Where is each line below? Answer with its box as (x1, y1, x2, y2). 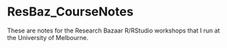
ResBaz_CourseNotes (7, 4, 134, 20)
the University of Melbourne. (7, 33, 89, 41)
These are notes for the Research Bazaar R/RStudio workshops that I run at (7, 26, 220, 34)
